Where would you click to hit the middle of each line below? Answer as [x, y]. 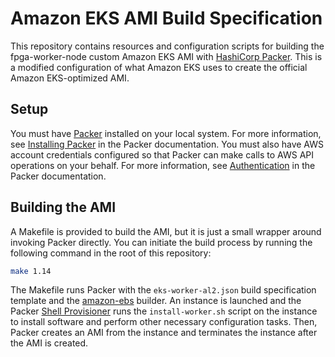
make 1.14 [31, 271]
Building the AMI [63, 207]
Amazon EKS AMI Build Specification [166, 18]
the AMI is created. [49, 343]
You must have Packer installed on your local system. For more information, [166, 133]
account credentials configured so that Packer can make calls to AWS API [162, 154]
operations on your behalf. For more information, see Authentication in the [163, 165]
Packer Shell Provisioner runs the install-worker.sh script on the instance [164, 311]
